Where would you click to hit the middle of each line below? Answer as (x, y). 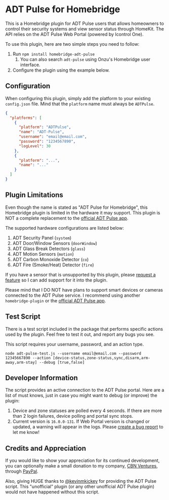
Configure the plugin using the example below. (61, 70)
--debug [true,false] (62, 362)
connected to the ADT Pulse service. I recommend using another (73, 295)
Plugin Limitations (34, 195)
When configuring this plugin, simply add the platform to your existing (78, 98)
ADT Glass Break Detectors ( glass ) (49, 248)
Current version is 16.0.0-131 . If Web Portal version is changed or (81, 421)
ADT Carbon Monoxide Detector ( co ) (51, 259)
